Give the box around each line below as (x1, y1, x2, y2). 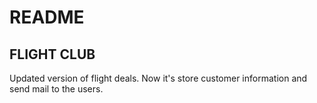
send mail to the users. (9, 83, 104, 95)
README (9, 6, 85, 29)
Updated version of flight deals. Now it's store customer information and (9, 72, 308, 84)
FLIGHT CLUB (9, 46, 96, 63)
